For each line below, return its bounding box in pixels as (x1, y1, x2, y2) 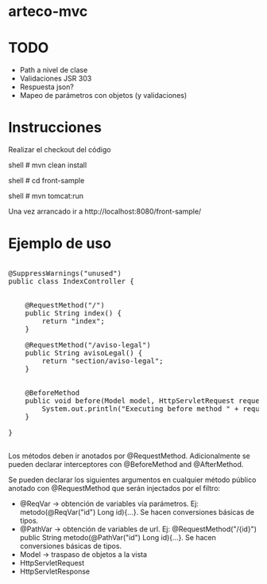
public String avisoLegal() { (25, 349, 143, 357)
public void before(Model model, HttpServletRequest (25, 397, 235, 405)
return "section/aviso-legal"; (41, 357, 164, 365)
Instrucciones (8, 119, 102, 137)
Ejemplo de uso (8, 234, 112, 253)
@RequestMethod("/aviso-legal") (25, 341, 151, 349)
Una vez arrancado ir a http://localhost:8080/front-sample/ (8, 206, 202, 217)
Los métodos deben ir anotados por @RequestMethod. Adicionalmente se (8, 451, 250, 461)
